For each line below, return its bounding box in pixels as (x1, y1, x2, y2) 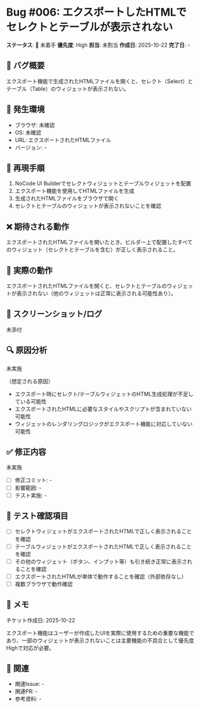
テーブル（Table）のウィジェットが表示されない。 (6, 85, 130, 92)
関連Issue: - (14, 680, 45, 688)
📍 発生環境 (6, 104, 45, 114)
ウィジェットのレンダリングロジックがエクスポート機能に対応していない (14, 420, 193, 427)
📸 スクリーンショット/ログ (6, 309, 103, 319)
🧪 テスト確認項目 (6, 511, 69, 521)
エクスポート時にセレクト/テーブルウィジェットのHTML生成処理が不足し (14, 390, 194, 397)
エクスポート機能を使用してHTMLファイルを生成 (14, 187, 134, 195)
